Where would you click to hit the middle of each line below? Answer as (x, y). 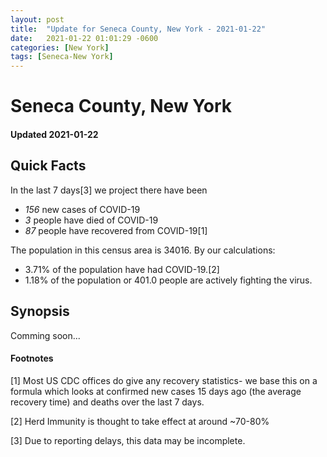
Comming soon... (45, 335)
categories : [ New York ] (60, 47)
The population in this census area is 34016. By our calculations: (143, 250)
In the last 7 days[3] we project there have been (109, 190)
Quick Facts (48, 166)
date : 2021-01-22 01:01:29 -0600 (84, 38)
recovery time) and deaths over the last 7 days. (107, 402)
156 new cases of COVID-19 (82, 209)
